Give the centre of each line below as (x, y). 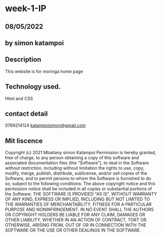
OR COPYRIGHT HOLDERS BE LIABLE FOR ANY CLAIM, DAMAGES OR (75, 215)
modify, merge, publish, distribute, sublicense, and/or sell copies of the (76, 173)
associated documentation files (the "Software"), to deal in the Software (77, 163)
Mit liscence (24, 141)
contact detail (26, 113)
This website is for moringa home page (44, 71)
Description (23, 60)
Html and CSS (19, 99)
